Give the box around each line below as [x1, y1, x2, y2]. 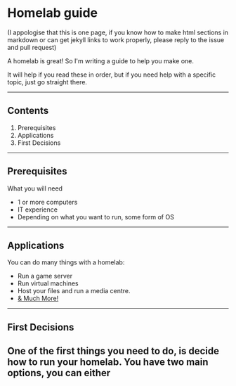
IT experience [17, 205, 58, 214]
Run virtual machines [17, 279, 79, 288]
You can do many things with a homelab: [7, 258, 125, 266]
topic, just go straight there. [7, 77, 88, 86]
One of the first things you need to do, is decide [7, 345, 220, 357]
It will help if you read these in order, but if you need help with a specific [7, 70, 216, 79]
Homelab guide [7, 5, 98, 21]
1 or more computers [17, 198, 78, 206]
